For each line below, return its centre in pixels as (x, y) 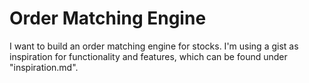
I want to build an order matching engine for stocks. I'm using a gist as (154, 46)
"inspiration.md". (44, 67)
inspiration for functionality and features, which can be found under (148, 56)
